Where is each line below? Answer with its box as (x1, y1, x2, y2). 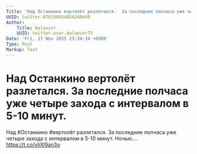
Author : (6, 19, 25, 25)
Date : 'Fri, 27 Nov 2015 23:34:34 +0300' (6, 36, 109, 42)
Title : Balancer (16, 25, 57, 31)
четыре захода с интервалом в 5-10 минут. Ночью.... (6, 135, 138, 142)
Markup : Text (6, 47, 38, 53)
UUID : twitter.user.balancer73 (16, 30, 93, 36)
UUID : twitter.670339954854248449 (6, 14, 91, 20)
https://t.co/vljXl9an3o (6, 141, 60, 148)
